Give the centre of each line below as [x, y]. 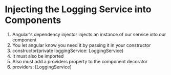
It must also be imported [38, 56]
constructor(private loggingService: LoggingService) [68, 51]
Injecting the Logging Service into [78, 9]
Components [33, 20]
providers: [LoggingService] [42, 67]
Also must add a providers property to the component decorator [80, 61]
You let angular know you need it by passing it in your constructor [81, 45]
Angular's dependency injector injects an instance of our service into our [89, 34]
